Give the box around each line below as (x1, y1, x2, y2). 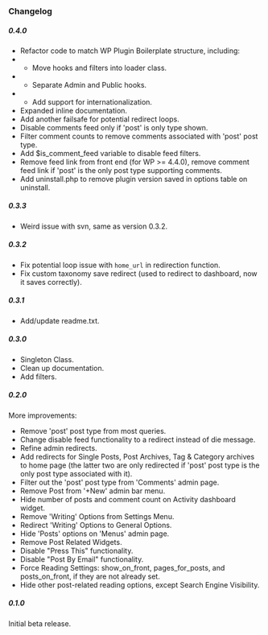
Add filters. (19, 372, 58, 381)
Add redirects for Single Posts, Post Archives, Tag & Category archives (19, 452, 255, 461)
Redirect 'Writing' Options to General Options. (19, 520, 172, 530)
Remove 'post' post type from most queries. (19, 426, 167, 435)
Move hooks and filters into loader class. (31, 63, 167, 72)
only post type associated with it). (19, 468, 133, 478)
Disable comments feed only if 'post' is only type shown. (19, 122, 208, 132)
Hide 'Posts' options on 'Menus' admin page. (19, 529, 170, 538)
